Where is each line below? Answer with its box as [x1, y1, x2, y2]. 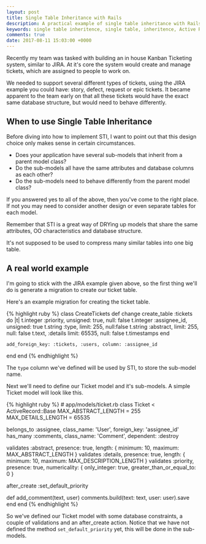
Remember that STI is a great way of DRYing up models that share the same [6, 220, 198, 228]
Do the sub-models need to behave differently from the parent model [15, 177, 190, 185]
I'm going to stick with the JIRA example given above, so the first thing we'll [6, 280, 197, 287]
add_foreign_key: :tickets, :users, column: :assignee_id [6, 341, 158, 347]
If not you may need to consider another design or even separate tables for [6, 202, 196, 209]
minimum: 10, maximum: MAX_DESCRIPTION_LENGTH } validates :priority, [6, 457, 194, 464]
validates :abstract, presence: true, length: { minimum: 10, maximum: [6, 444, 180, 451]
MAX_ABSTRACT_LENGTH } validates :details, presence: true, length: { [6, 450, 186, 458]
